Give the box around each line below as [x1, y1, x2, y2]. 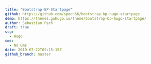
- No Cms [9, 43, 27, 48]
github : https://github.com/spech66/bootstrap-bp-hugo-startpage [5, 12, 140, 16]
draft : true [5, 25, 29, 30]
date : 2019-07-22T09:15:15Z [5, 47, 62, 52]
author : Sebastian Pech [5, 20, 53, 26]
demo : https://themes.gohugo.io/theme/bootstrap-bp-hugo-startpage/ [5, 16, 147, 21]
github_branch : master [5, 51, 51, 57]
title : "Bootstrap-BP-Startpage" [5, 7, 73, 12]
